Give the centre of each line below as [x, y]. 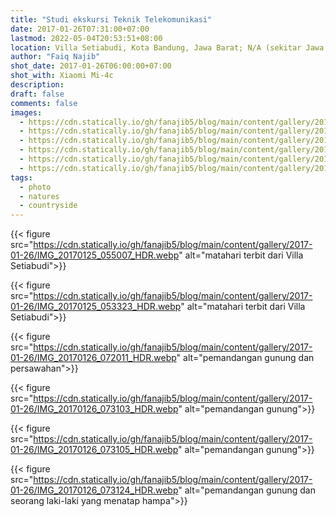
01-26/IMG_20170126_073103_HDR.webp [94, 409]
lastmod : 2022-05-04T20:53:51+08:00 [86, 38]
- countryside [48, 206]
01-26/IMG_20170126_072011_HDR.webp [93, 358]
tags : [21, 177]
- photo [35, 187]
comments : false [44, 103]
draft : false [37, 94]
